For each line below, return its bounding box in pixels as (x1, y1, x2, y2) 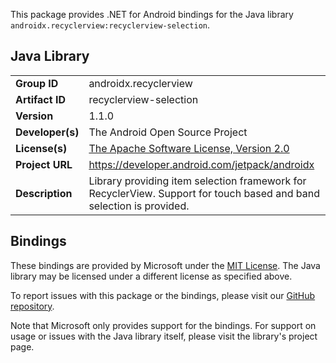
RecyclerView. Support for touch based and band (88, 186, 320, 200)
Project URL (15, 157, 73, 171)
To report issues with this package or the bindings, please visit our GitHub (10, 289, 316, 301)
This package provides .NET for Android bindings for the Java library (10, 9, 294, 20)
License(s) (15, 141, 68, 155)
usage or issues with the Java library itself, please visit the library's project (10, 330, 318, 342)
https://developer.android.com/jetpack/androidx (88, 157, 315, 171)
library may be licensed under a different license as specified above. (10, 270, 293, 282)
